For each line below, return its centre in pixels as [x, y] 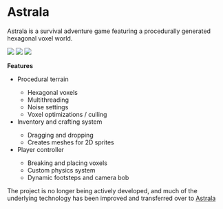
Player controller [40, 149]
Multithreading [48, 100]
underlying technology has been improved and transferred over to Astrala [111, 198]
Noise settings [48, 107]
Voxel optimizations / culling [67, 114]
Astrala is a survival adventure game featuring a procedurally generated [109, 31]
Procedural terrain [43, 79]
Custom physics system [61, 170]
